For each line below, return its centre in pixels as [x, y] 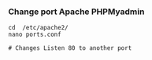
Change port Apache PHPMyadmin [76, 12]
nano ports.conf [35, 35]
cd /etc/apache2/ [38, 28]
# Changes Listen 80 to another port [70, 48]
